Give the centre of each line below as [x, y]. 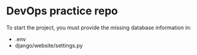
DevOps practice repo [62, 11]
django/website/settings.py [49, 45]
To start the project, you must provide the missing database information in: [99, 27]
